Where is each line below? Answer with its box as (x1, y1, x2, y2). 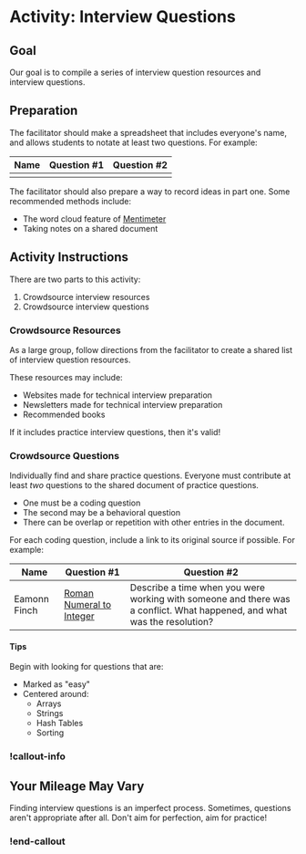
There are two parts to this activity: (9, 274, 141, 285)
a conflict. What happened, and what (129, 604, 288, 617)
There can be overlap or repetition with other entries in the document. (22, 517, 285, 528)
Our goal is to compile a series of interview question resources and (9, 67, 261, 78)
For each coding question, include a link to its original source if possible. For (9, 535, 296, 546)
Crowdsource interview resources (22, 291, 150, 302)
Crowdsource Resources (9, 324, 121, 337)
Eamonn (14, 593, 50, 606)
